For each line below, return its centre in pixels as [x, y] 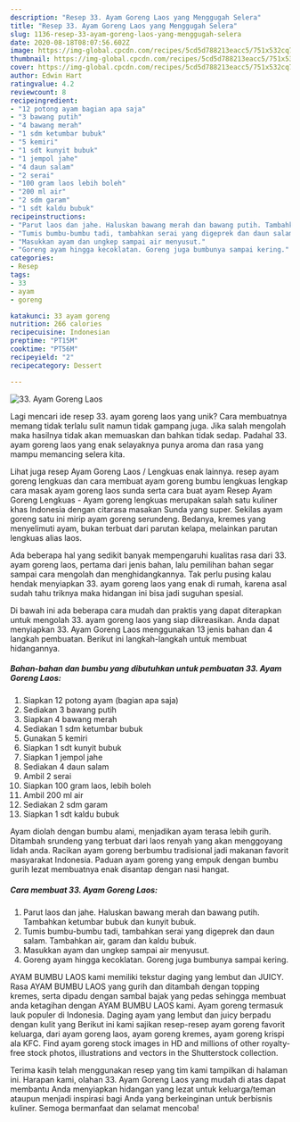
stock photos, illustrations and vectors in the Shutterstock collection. [153, 1053]
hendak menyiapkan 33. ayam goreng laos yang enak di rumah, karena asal [149, 583]
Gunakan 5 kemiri [55, 738]
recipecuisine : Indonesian [60, 332]
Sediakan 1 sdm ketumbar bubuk [83, 729]
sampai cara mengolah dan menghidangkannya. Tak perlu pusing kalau [141, 574]
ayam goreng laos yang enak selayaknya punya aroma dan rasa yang [137, 445]
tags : [20, 275]
